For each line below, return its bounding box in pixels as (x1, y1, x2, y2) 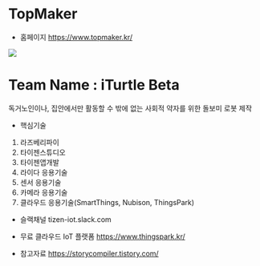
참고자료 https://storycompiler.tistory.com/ (19, 248, 159, 258)
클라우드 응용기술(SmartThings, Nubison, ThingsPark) (19, 197, 195, 207)
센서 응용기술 (19, 177, 62, 187)
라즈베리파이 (19, 137, 60, 147)
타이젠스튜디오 (19, 147, 66, 157)
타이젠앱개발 (19, 157, 60, 167)
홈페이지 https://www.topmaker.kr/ (19, 32, 133, 42)
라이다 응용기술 (19, 167, 68, 177)
